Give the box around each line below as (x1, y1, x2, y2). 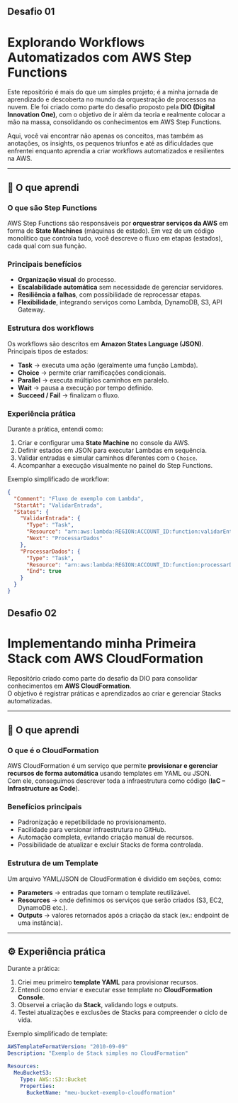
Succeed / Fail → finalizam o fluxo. (17, 390, 120, 400)
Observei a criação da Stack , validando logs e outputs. (17, 1001, 178, 1009)
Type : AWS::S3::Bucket (20, 1075, 87, 1083)
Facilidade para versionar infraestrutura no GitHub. (17, 825, 166, 834)
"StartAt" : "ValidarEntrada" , (13, 502, 103, 509)
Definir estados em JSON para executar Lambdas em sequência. (17, 446, 208, 454)
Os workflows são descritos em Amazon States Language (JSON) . (7, 339, 204, 348)
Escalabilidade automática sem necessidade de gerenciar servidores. (17, 283, 224, 292)
